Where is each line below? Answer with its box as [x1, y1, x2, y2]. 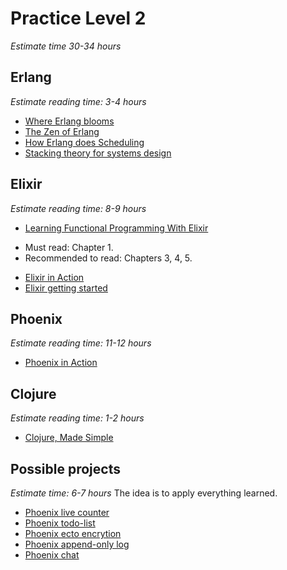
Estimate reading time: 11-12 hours [10, 337, 152, 349]
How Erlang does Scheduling [24, 136, 145, 148]
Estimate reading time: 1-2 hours [10, 412, 145, 424]
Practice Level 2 [10, 7, 147, 30]
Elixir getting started [24, 282, 108, 294]
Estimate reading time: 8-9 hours [10, 202, 147, 214]
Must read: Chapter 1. [24, 241, 114, 253]
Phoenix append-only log [24, 538, 130, 550]
